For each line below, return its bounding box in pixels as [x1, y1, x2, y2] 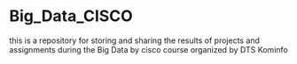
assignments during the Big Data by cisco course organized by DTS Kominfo [9, 44, 288, 54]
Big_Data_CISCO [9, 6, 133, 26]
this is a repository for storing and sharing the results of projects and [9, 35, 260, 46]
